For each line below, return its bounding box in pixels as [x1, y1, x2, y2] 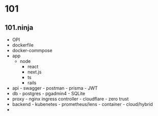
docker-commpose [12, 48, 52, 53]
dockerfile [12, 42, 34, 48]
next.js [27, 69, 42, 75]
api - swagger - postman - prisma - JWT [12, 85, 98, 91]
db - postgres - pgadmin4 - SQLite [12, 91, 86, 96]
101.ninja [5, 23, 34, 32]
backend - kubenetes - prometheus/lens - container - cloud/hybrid [12, 101, 153, 107]
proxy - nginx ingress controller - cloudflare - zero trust [12, 96, 129, 102]
